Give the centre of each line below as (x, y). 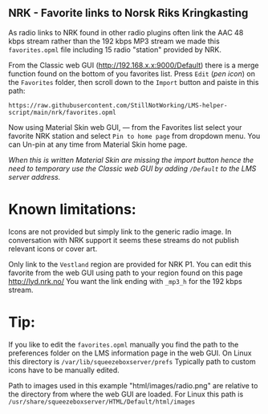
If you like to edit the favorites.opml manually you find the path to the (124, 344)
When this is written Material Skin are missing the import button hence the (131, 160)
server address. (35, 177)
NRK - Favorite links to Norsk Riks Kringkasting (128, 13)
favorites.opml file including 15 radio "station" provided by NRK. (115, 49)
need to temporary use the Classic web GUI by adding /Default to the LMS (132, 168)
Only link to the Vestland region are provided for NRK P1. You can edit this (130, 264)
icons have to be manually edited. (64, 370)
